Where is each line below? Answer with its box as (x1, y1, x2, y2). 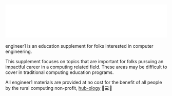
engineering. (5, 48, 32, 54)
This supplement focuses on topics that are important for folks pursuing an (5, 58, 164, 64)
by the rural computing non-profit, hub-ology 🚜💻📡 (5, 85, 112, 91)
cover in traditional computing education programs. (5, 69, 114, 75)
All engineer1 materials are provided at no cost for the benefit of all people (5, 79, 162, 85)
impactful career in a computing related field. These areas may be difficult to (5, 64, 167, 70)
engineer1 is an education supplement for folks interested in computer (5, 43, 154, 49)
